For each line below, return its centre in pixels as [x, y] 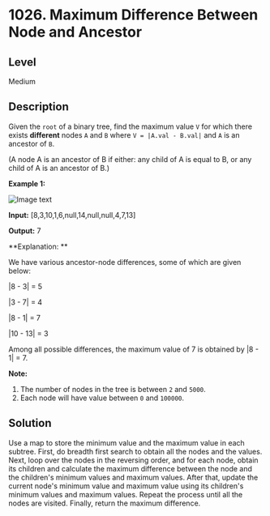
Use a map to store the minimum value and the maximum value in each [126, 442]
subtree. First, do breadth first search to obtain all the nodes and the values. [135, 451]
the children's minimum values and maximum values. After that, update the [133, 477]
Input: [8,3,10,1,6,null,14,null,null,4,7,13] [72, 215]
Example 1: [27, 183]
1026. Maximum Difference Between [133, 15]
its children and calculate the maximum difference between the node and [131, 468]
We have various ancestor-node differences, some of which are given [125, 262]
